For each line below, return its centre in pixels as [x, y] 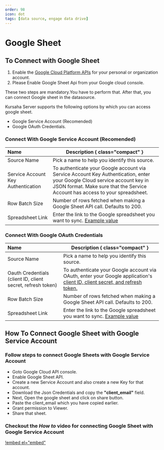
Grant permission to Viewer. [40, 408]
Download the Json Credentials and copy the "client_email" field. [78, 392]
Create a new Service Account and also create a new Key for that [78, 382]
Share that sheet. [29, 413]
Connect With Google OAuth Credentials [54, 235]
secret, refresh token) [32, 285]
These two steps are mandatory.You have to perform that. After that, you [78, 92]
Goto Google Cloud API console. [44, 372]
